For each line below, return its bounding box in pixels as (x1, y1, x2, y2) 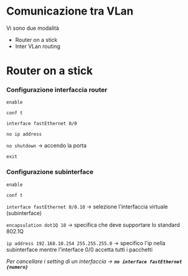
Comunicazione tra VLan (6, 4, 134, 18)
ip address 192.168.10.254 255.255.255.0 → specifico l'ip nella (6, 239, 166, 247)
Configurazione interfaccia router (6, 86, 108, 94)
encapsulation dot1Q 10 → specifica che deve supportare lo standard (6, 221, 180, 229)
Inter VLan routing (15, 43, 61, 50)
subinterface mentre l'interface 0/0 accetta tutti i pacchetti (6, 246, 153, 253)
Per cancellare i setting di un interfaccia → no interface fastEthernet (6, 257, 183, 265)
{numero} (6, 264, 29, 270)
